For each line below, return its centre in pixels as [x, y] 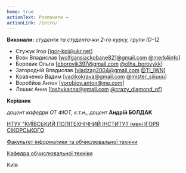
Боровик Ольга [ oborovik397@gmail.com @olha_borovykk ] [89, 64]
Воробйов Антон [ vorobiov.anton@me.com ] [70, 83]
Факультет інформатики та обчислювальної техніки [72, 142]
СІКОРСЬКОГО [25, 130]
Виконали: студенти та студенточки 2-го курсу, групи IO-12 [83, 40]
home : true [20, 12]
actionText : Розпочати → [38, 17]
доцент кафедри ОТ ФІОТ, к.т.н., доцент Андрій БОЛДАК [80, 112]
